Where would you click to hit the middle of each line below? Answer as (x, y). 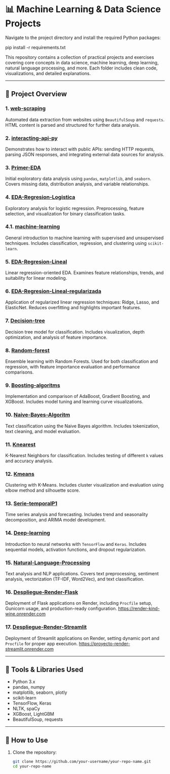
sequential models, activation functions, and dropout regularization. (76, 549)
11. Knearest (20, 445)
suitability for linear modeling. (36, 278)
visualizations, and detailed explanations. (48, 73)
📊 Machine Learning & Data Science (83, 9)
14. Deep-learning (28, 533)
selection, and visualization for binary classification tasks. (65, 213)
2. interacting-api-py (32, 138)
